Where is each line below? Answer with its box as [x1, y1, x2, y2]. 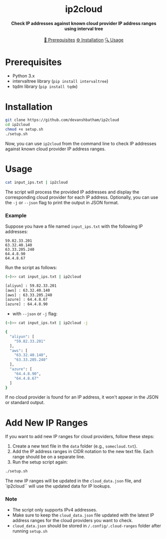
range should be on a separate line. [12, 454, 86, 460]
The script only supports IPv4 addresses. [12, 507, 98, 513]
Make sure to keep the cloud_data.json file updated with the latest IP [12, 512, 155, 518]
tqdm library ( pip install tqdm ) [12, 83, 78, 89]
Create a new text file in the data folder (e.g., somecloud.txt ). [12, 443, 138, 449]
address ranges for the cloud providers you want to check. [12, 518, 133, 524]
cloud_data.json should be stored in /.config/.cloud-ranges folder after [12, 523, 161, 529]
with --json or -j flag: [12, 311, 58, 317]
